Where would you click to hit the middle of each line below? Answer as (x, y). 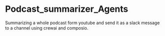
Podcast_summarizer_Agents (67, 9)
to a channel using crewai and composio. (47, 28)
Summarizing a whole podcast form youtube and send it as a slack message (82, 23)
